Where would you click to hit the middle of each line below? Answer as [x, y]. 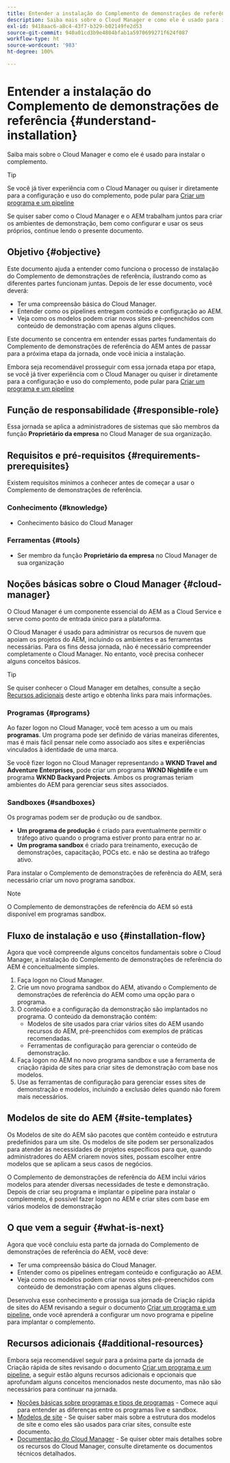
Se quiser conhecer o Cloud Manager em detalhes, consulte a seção [104, 688]
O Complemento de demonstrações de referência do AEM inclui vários [107, 1177]
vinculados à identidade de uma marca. [63, 749]
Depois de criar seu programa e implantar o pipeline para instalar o [101, 1192]
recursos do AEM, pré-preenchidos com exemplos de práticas [115, 1031]
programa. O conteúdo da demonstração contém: [87, 1017]
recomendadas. [49, 1039]
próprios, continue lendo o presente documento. [75, 230]
